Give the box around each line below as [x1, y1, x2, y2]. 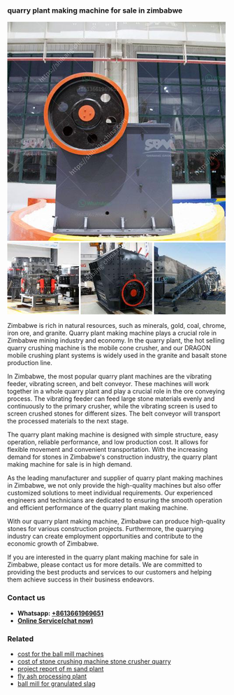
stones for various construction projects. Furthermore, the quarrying [7, 525, 204, 533]
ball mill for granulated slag [17, 679, 96, 688]
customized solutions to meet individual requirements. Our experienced [7, 489, 213, 497]
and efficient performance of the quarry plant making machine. [7, 504, 189, 512]
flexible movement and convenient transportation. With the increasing [7, 446, 208, 454]
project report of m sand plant [17, 664, 104, 673]
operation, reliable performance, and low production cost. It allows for [7, 438, 208, 446]
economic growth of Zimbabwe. [7, 539, 99, 548]
